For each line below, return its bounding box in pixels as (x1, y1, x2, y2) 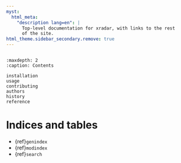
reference (6, 99, 31, 105)
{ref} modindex (14, 144, 48, 151)
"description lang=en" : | (17, 19, 81, 25)
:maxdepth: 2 (6, 57, 38, 63)
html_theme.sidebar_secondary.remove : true (6, 36, 115, 42)
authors (6, 89, 25, 94)
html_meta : (11, 14, 38, 20)
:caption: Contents (6, 63, 54, 69)
